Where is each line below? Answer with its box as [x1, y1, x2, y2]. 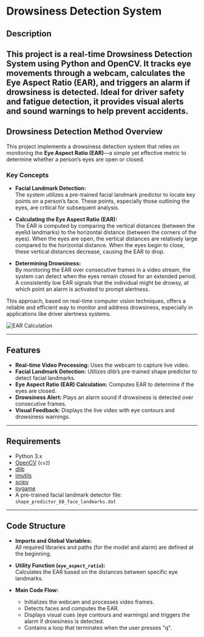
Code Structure [6, 521, 66, 531]
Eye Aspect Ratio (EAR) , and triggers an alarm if [6, 77, 191, 87]
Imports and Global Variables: [15, 537, 92, 544]
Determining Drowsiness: [15, 260, 81, 267]
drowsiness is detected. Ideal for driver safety [6, 87, 185, 97]
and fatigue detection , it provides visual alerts [6, 96, 184, 107]
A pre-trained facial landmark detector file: [15, 491, 122, 499]
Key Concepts [6, 171, 49, 179]
